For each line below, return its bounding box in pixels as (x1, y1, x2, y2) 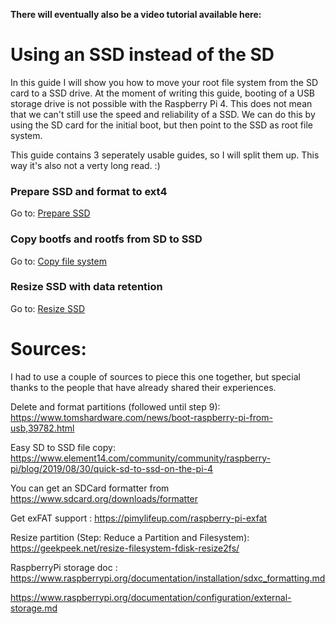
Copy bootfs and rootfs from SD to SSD (10, 232, 203, 246)
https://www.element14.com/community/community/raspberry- (10, 452, 272, 464)
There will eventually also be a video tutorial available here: (10, 9, 262, 20)
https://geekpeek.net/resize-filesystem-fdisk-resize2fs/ (10, 542, 240, 554)
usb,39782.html (10, 422, 75, 434)
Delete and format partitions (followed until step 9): (10, 400, 221, 413)
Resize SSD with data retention (10, 280, 163, 294)
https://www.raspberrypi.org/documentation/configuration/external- (10, 591, 292, 603)
